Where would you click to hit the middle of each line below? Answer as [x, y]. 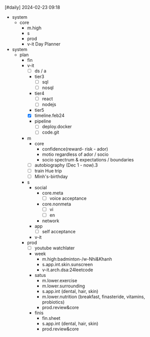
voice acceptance [68, 198]
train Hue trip [48, 171]
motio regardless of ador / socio [75, 154]
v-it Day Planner [44, 44]
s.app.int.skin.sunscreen [67, 264]
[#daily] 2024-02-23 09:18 [32, 7]
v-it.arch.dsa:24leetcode [68, 270]
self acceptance [59, 231]
